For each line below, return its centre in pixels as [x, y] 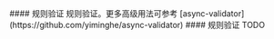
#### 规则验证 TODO [225, 25]
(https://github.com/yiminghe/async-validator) [96, 25]
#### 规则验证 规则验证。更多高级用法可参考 [94, 14]
